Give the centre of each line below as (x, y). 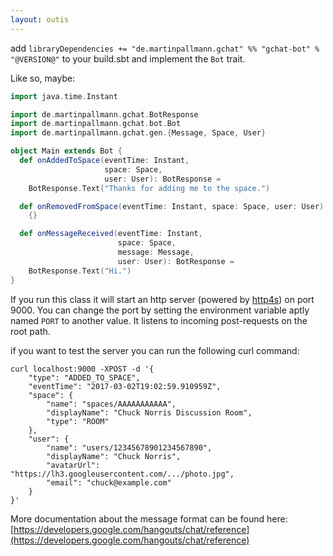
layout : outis (40, 19)
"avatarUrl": (73, 465)
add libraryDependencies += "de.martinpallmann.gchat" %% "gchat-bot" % (165, 48)
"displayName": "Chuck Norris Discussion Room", (149, 412)
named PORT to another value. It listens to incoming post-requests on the (159, 320)
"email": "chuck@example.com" (109, 482)
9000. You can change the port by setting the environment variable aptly (160, 310)
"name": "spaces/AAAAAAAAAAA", (111, 404)
